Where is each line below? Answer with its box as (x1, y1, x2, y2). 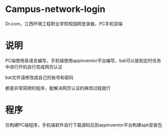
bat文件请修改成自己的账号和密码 (5, 74, 74, 80)
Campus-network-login (5, 3, 105, 15)
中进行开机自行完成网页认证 (5, 63, 63, 69)
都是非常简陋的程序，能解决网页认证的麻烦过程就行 (5, 85, 111, 91)
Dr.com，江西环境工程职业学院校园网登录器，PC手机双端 (5, 20, 123, 26)
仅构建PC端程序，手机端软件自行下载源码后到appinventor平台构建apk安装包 (5, 121, 162, 128)
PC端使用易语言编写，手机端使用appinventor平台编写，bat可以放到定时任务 (5, 57, 161, 63)
